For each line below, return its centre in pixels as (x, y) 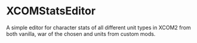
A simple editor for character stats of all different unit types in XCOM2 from (98, 27)
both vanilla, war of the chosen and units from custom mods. (81, 33)
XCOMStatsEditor (51, 11)
